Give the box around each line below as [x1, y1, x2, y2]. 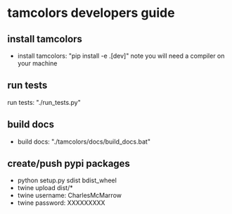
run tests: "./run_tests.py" [7, 98, 81, 106]
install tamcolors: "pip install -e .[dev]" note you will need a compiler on [17, 51, 225, 60]
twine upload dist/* [17, 184, 73, 192]
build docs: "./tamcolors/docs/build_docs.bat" [17, 137, 151, 146]
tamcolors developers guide [7, 5, 175, 21]
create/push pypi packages [7, 158, 130, 170]
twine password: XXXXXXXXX [17, 199, 105, 207]
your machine [17, 59, 58, 68]
